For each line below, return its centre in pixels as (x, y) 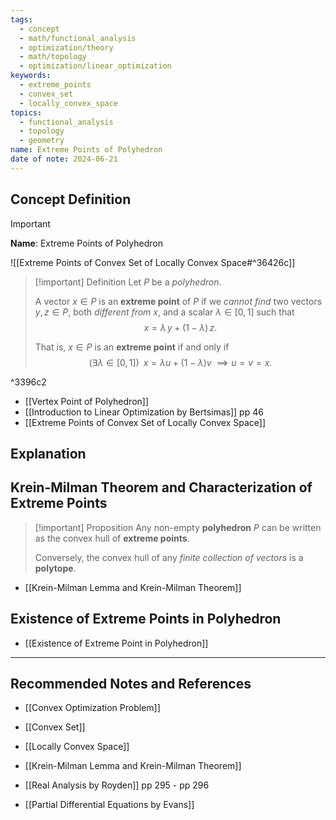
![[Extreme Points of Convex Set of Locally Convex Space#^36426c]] (153, 262)
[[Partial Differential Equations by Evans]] (109, 805)
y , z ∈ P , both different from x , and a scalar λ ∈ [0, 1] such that (164, 312)
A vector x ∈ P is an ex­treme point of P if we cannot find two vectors (178, 301)
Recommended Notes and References (131, 683)
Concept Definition (71, 199)
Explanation (48, 453)
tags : (21, 19)
